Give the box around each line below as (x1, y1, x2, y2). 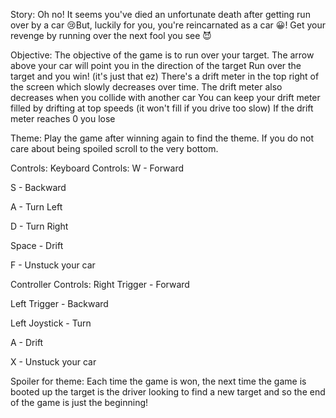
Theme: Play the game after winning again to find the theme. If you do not (10, 132, 315, 144)
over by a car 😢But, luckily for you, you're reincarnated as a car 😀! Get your (10, 19, 327, 31)
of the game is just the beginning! (10, 397, 149, 408)
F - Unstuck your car (10, 259, 96, 271)
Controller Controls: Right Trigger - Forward (10, 279, 190, 290)
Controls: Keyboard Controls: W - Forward (10, 162, 185, 174)
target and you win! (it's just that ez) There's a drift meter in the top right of (10, 70, 320, 82)
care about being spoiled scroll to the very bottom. (10, 143, 219, 154)
